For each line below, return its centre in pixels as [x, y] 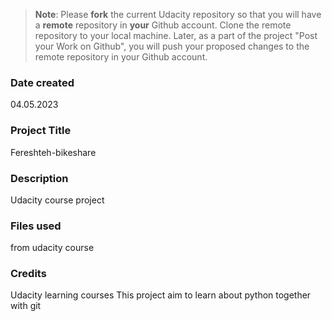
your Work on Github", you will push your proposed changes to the [172, 46]
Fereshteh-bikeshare [53, 152]
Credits [28, 274]
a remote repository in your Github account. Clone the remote [163, 25]
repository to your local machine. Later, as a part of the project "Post [176, 35]
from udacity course [52, 248]
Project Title [41, 131]
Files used [36, 226]
